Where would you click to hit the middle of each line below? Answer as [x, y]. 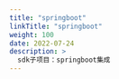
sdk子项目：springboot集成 [64, 60]
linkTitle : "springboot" [56, 26]
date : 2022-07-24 [42, 43]
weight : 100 [32, 35]
